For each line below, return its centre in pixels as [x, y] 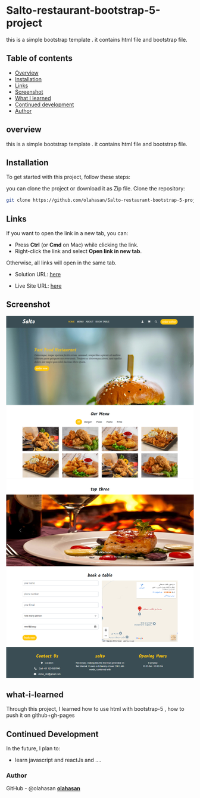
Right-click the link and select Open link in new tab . [78, 251]
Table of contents [39, 58]
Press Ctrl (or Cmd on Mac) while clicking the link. [76, 245]
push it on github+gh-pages [40, 715]
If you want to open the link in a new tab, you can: [67, 233]
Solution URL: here [38, 275]
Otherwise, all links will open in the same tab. [62, 263]
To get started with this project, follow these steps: [68, 177]
